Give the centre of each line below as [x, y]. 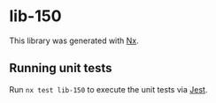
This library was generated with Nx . [74, 40]
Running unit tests [61, 68]
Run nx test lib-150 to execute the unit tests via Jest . [108, 89]
